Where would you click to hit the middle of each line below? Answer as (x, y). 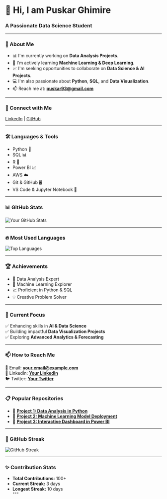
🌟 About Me (20, 44)
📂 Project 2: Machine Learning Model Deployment (65, 416)
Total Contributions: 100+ (39, 478)
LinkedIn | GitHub (23, 119)
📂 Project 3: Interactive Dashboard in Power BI (61, 421)
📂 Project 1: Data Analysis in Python (50, 411)
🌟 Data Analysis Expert (36, 279)
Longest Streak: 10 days (38, 489)
